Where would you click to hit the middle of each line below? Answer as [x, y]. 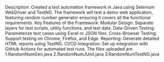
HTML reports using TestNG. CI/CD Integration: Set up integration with [77, 44]
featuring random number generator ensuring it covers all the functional [78, 17]
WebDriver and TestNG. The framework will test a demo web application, [79, 12]
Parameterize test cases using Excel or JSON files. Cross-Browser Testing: [81, 33]
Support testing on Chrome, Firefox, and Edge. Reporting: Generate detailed [82, 38]
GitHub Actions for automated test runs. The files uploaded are [69, 49]
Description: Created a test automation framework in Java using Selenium [80, 7]
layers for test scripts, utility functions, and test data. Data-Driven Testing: [80, 28]
